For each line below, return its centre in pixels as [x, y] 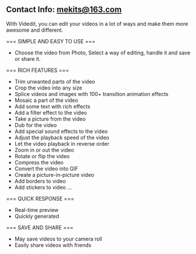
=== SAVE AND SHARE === [40, 227]
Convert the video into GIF [46, 169]
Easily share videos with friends [53, 245]
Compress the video [39, 162]
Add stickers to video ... [43, 187]
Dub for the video [36, 125]
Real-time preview [37, 210]
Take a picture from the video [50, 119]
